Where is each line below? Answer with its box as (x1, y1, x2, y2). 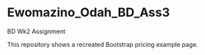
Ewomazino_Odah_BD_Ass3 (7, 5, 171, 20)
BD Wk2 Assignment (7, 27, 66, 35)
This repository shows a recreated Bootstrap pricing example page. (7, 40, 198, 48)
